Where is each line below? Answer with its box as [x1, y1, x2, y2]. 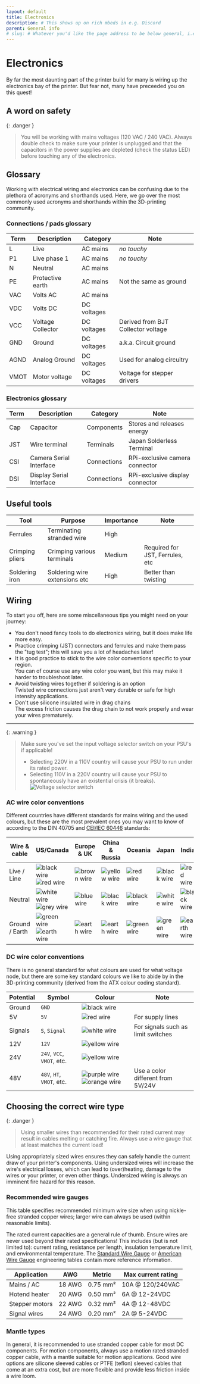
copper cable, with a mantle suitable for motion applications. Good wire [6, 1353, 182, 1360]
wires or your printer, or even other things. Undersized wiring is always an [6, 1172, 187, 1179]
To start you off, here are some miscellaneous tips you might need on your [6, 611, 189, 618]
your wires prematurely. [14, 711, 73, 718]
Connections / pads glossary [6, 219, 92, 227]
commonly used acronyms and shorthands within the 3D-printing [6, 198, 167, 205]
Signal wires [9, 1309, 43, 1317]
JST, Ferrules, [143, 551, 183, 560]
